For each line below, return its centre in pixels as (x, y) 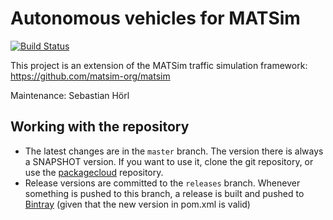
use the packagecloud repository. (94, 172)
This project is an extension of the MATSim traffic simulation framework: (159, 65)
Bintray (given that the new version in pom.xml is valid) (137, 204)
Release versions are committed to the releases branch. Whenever (162, 183)
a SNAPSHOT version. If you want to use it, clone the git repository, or (169, 161)
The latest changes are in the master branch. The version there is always (174, 151)
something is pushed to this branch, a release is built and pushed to (164, 193)
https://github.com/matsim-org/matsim (90, 76)
